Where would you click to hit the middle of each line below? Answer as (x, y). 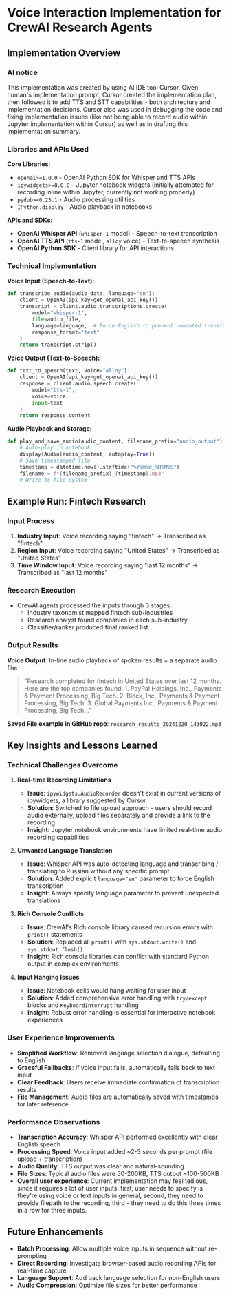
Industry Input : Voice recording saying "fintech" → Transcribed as (111, 536)
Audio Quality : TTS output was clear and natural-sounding (100, 1166)
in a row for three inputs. (52, 1211)
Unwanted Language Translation (65, 851)
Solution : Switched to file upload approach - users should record (120, 808)
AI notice (22, 72)
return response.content (55, 416)
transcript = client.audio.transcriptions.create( (93, 307)
